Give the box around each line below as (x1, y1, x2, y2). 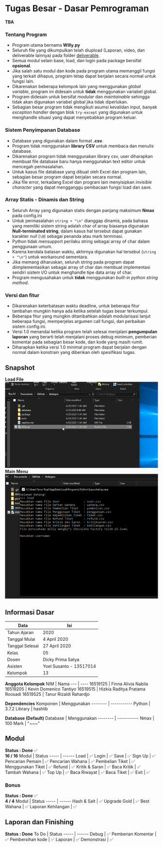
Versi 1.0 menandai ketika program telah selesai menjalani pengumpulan (12, 329, 158, 335)
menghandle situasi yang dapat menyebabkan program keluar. (12, 115, 137, 121)
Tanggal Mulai (7, 636, 35, 642)
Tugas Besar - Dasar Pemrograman (5, 3, 149, 14)
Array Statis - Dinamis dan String (5, 196, 84, 203)
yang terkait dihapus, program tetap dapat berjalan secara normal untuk (12, 73, 156, 79)
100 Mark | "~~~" (5, 720, 40, 726)
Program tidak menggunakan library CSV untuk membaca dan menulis (12, 143, 154, 149)
